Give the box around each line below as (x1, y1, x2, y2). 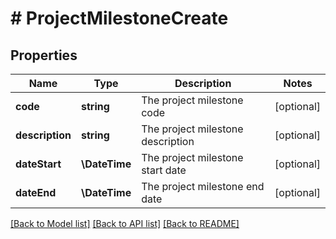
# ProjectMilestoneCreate (10, 7, 229, 30)
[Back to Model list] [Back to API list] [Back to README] (10, 218, 240, 229)
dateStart (15, 157, 62, 171)
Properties (10, 47, 78, 64)
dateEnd (15, 186, 57, 199)
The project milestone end (141, 180, 265, 193)
